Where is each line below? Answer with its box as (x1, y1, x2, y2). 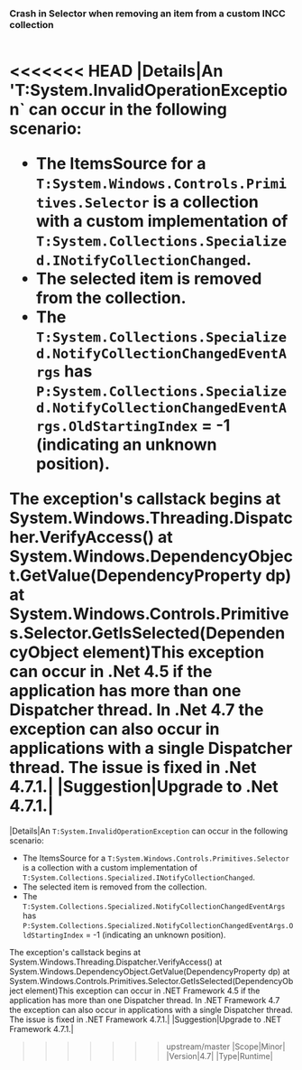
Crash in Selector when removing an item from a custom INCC (9, 7, 286, 20)
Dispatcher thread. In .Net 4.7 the (9, 700, 264, 721)
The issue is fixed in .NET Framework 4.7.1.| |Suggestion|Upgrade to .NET (9, 1014, 282, 1025)
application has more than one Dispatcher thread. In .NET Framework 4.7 (9, 995, 280, 1006)
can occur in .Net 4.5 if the (9, 662, 213, 682)
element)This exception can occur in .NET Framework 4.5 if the (25, 985, 261, 996)
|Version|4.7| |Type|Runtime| (166, 1051, 273, 1062)
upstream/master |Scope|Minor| (166, 1041, 286, 1052)
